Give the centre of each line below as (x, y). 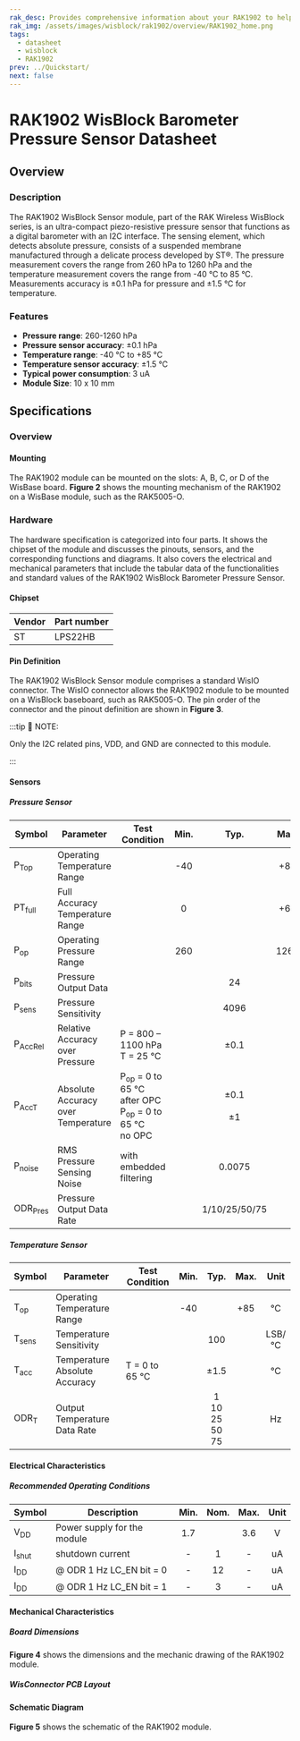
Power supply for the (99, 1527)
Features (29, 316)
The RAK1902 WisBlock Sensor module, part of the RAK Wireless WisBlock (147, 217)
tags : (19, 34)
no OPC (137, 1135)
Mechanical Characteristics (62, 1611)
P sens (25, 1008)
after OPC (141, 1100)
